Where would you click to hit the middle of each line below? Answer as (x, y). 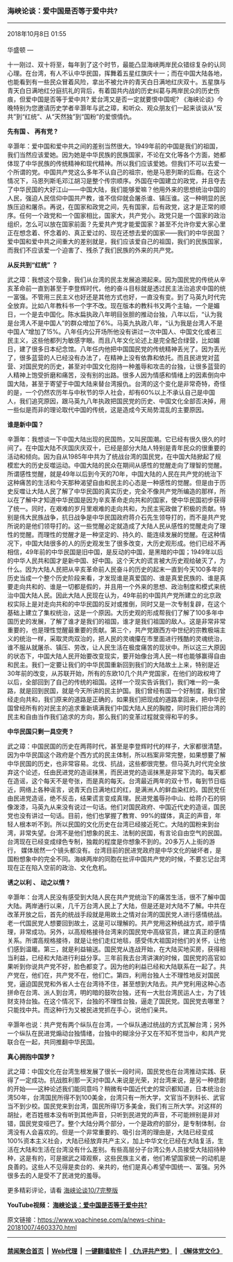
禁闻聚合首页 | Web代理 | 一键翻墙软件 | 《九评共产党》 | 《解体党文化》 (115, 1251)
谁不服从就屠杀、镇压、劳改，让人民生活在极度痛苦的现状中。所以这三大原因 (116, 647)
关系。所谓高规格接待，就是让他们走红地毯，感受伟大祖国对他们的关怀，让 (113, 941)
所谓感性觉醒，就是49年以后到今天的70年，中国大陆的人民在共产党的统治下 (115, 474)
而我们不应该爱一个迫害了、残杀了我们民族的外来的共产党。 (92, 250)
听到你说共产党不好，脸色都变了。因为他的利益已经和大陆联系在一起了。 (116, 966)
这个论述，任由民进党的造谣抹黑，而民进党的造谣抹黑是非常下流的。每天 (116, 772)
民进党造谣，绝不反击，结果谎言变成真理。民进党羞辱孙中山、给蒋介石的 (116, 799)
